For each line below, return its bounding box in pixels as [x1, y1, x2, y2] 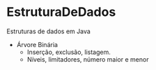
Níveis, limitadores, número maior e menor [26, 55, 149, 63]
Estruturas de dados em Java [6, 27, 91, 35]
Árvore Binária [16, 40, 58, 49]
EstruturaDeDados [6, 4, 116, 20]
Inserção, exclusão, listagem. [26, 48, 111, 56]
